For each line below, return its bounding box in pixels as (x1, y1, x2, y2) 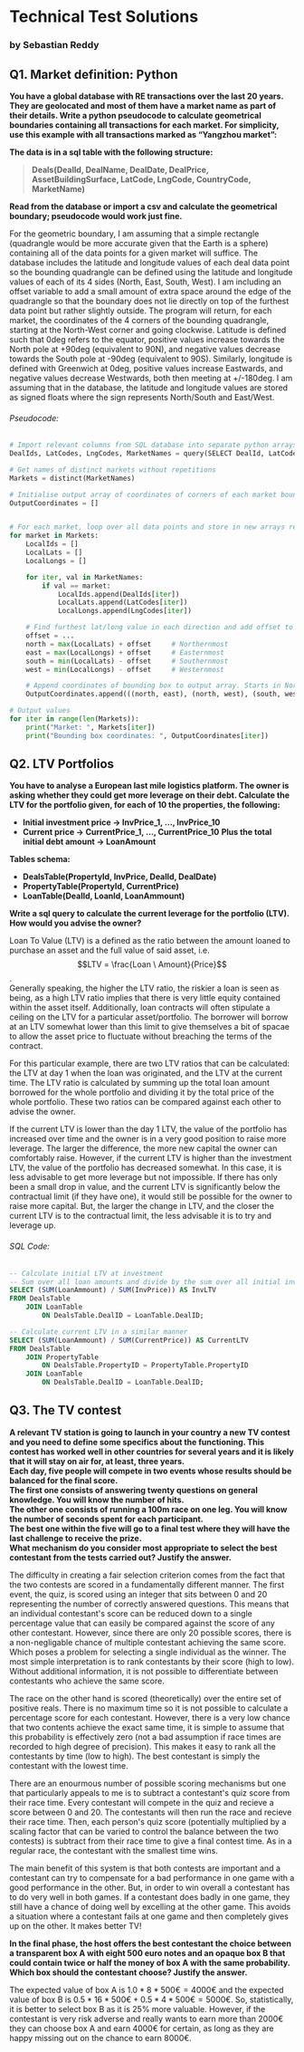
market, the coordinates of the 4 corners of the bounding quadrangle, (9, 314, 270, 325)
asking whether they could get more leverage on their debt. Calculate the (9, 790, 290, 801)
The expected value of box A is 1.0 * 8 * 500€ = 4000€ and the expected (9, 1984, 284, 1995)
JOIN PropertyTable (25, 1352, 100, 1362)
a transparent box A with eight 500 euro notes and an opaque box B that (9, 1947, 286, 1958)
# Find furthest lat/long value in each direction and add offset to (25, 623, 294, 632)
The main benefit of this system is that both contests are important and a (9, 1863, 281, 1874)
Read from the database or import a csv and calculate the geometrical (9, 201, 278, 212)
